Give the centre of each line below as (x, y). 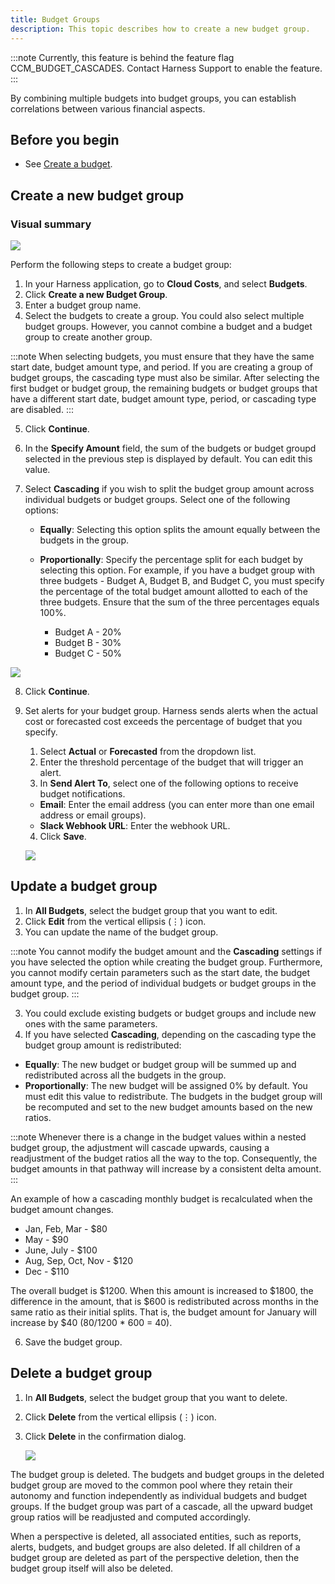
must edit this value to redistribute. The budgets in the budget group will (173, 1096)
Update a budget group (84, 886)
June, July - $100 (61, 1250)
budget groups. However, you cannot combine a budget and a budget (168, 326)
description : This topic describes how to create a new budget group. (160, 29)
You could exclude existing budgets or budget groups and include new (170, 1013)
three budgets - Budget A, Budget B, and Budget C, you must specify (182, 580)
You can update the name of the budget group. (121, 932)
